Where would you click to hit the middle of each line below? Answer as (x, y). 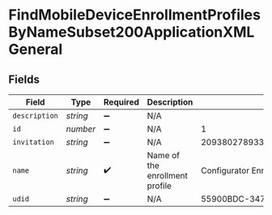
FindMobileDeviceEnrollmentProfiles (135, 15)
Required (121, 102)
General (36, 49)
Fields (24, 79)
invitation (33, 142)
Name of (164, 155)
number (81, 129)
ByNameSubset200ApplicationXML (132, 32)
